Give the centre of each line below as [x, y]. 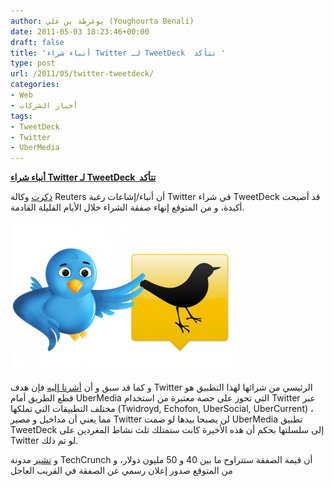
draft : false [37, 42]
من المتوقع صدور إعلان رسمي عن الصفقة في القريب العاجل [121, 471]
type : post [33, 63]
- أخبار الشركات [44, 105]
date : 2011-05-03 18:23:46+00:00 [80, 31]
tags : [21, 116]
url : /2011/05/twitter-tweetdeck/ [82, 74]
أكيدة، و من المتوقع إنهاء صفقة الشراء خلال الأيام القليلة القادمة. [127, 207]
